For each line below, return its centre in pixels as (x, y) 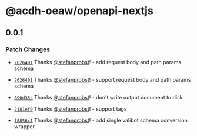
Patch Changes (28, 49)
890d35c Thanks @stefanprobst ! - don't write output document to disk (98, 97)
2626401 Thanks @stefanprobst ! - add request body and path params (98, 62)
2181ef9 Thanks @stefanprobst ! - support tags (70, 109)
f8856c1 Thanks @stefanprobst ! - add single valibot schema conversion (101, 120)
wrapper (24, 126)
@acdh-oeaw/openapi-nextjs (79, 11)
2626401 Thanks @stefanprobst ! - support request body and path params (102, 79)
